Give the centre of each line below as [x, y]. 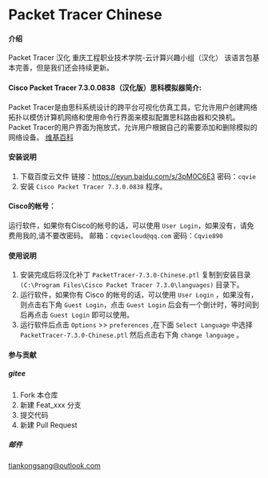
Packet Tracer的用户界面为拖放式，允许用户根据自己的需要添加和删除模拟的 [133, 127]
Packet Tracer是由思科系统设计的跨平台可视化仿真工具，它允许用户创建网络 [133, 107]
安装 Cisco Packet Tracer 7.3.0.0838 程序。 [93, 186]
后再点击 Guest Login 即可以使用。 [77, 315]
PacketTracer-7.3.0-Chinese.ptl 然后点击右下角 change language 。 [132, 335]
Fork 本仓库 [39, 395]
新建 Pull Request [48, 425]
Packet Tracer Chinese [85, 15]
